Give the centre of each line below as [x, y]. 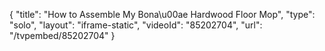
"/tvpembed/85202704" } [62, 35]
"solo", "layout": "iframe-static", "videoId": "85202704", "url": [136, 25]
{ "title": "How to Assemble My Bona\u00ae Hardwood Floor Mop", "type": [162, 14]
